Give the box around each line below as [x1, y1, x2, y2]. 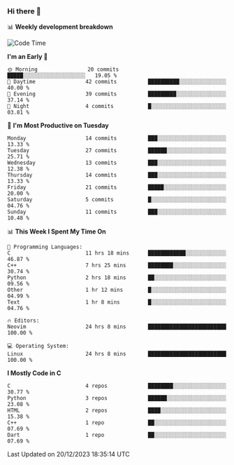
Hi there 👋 [7, 6, 42, 16]
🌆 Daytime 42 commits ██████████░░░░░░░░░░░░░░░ [7, 79, 227, 86]
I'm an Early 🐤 [7, 53, 48, 61]
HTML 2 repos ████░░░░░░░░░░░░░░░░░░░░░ [7, 407, 227, 415]
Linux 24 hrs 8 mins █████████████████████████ [7, 351, 227, 358]
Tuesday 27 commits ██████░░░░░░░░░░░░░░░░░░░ [7, 147, 227, 154]
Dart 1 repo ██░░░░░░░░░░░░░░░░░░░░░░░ [7, 431, 227, 439]
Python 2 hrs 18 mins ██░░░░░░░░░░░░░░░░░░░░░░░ [7, 274, 227, 281]
